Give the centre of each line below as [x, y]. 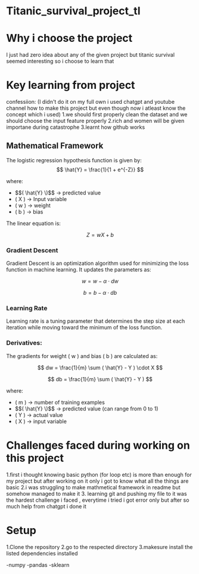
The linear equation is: [34, 223]
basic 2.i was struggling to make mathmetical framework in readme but [93, 487]
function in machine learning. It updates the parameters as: [79, 270]
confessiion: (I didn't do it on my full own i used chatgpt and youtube [90, 102]
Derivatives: [24, 343]
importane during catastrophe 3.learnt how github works [76, 127]
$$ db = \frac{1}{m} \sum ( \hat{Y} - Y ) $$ [100, 379]
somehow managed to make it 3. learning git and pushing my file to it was [97, 493]
